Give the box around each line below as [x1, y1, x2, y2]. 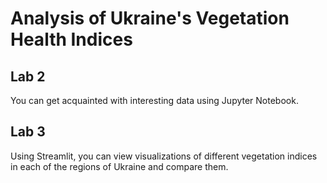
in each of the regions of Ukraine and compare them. [10, 160, 229, 172]
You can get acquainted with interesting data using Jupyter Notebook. [10, 95, 299, 106]
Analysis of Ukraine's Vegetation [10, 7, 290, 30]
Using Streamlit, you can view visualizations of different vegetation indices [10, 150, 318, 162]
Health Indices [10, 28, 133, 51]
